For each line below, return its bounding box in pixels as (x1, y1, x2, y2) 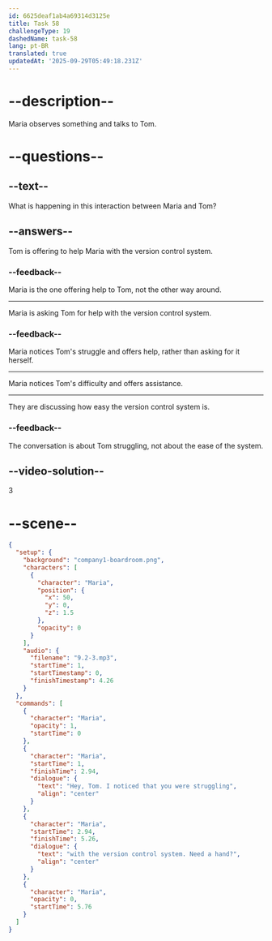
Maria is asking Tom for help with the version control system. (8, 307, 212, 317)
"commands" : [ (15, 699, 63, 707)
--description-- (8, 92, 115, 110)
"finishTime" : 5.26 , (29, 835, 100, 844)
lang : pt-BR (8, 42, 49, 50)
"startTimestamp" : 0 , (29, 669, 104, 677)
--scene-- (8, 514, 78, 532)
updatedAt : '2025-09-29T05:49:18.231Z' (8, 58, 143, 66)
